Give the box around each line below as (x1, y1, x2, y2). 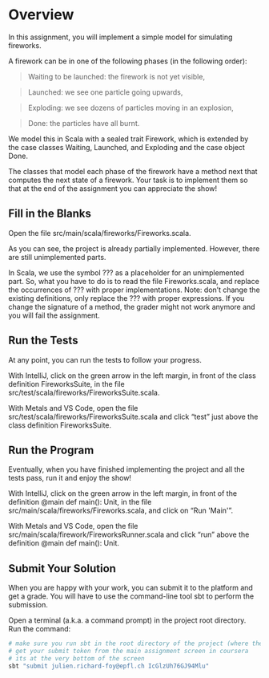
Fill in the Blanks (8, 207, 92, 221)
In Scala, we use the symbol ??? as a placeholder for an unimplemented (8, 267, 245, 278)
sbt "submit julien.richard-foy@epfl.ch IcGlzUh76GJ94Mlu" (8, 662, 210, 670)
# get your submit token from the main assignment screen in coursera (8, 648, 249, 656)
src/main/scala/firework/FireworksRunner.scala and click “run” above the (8, 530, 250, 539)
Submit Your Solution (8, 562, 116, 575)
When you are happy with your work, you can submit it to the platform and (8, 583, 254, 593)
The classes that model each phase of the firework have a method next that (8, 166, 258, 176)
